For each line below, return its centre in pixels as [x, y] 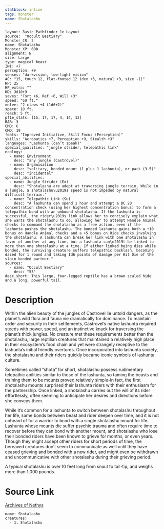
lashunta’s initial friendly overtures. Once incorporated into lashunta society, [82, 350]
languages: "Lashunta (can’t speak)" [43, 143]
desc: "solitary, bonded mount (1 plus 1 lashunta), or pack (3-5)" [85, 169]
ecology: [14, 152]
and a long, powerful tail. [34, 280]
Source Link [30, 492]
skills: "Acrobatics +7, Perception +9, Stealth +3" [60, 139]
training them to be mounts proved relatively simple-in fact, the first [73, 380]
